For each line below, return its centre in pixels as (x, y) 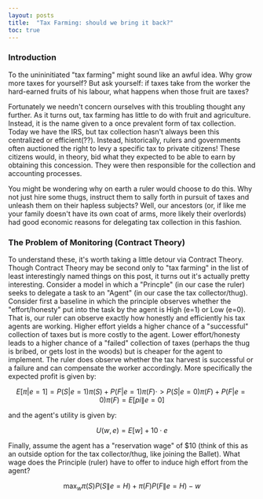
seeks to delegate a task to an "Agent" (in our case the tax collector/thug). (128, 292)
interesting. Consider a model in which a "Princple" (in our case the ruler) (126, 284)
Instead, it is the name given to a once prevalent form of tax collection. (122, 123)
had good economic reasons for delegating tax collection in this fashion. (125, 222)
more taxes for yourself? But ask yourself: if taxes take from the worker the (130, 83)
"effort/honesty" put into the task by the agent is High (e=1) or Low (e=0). (127, 309)
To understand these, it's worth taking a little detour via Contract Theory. (126, 259)
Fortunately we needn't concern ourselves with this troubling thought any (127, 106)
